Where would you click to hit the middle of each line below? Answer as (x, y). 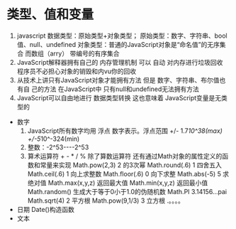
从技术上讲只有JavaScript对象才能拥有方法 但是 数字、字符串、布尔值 (118, 80)
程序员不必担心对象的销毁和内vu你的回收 (76, 71)
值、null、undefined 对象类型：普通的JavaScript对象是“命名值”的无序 (118, 44)
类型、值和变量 (50, 15)
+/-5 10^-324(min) (54, 139)
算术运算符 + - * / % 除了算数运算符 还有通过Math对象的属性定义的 (125, 156)
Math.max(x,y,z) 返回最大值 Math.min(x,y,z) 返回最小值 (128, 183)
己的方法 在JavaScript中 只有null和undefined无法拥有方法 (115, 89)
